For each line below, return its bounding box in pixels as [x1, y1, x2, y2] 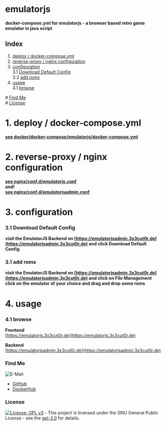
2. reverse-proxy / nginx [5, 151, 108, 163]
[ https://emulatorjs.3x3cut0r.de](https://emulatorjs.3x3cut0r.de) [5, 332, 136, 338]
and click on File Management [88, 275, 152, 281]
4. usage [5, 298, 42, 309]
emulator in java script [5, 25, 53, 31]
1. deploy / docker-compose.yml [5, 117, 142, 128]
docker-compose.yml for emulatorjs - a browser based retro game [5, 20, 145, 26]
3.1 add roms [5, 258, 36, 265]
